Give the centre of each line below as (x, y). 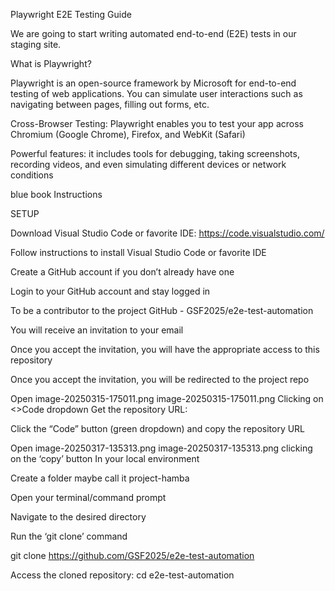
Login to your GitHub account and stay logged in (110, 291)
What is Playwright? (51, 63)
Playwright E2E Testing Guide (71, 14)
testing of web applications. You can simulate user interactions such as (156, 93)
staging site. (36, 44)
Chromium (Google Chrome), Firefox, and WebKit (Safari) (128, 134)
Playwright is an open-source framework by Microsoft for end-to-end (153, 83)
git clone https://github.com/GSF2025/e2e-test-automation (132, 555)
